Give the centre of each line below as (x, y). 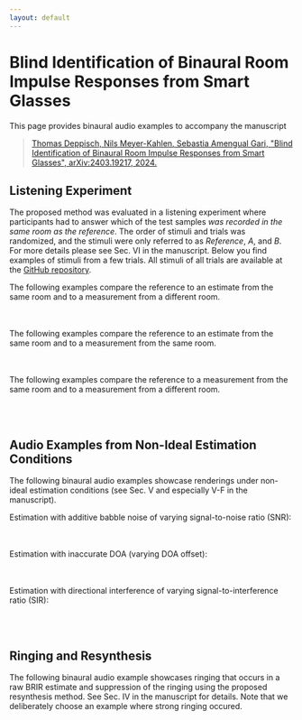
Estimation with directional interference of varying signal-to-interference (144, 591)
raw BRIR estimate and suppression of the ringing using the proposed (138, 687)
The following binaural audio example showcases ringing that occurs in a (145, 677)
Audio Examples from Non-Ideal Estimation (133, 444)
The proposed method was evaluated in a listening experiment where (138, 212)
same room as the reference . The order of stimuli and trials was (128, 232)
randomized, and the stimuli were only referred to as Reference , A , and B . (146, 241)
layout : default (40, 18)
